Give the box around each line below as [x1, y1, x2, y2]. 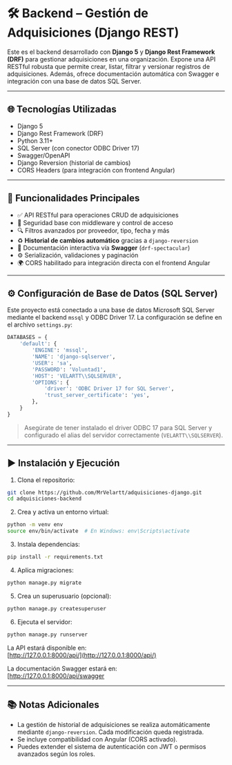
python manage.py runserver [7, 631, 88, 638]
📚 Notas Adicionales [7, 699, 99, 710]
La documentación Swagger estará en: [7, 664, 117, 672]
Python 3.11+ [17, 136, 54, 145]
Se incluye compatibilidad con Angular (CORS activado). [17, 735, 178, 744]
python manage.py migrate [7, 579, 81, 586]
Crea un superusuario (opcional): [17, 592, 112, 600]
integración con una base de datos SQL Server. [7, 77, 142, 85]
